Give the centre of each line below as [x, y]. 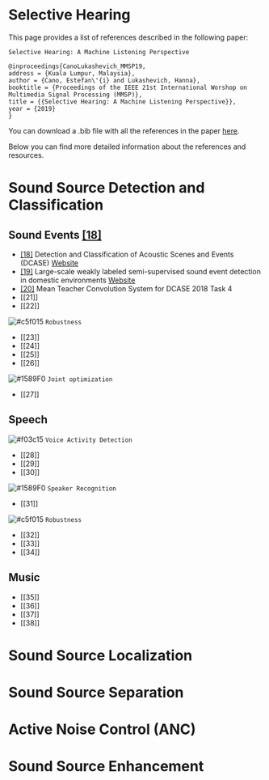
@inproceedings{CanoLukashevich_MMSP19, [78, 66]
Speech [28, 420]
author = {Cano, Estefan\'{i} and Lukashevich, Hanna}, [104, 80]
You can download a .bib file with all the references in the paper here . [124, 130]
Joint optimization [80, 379]
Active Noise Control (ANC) [102, 729]
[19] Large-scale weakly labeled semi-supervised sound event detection [140, 271]
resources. [26, 155]
